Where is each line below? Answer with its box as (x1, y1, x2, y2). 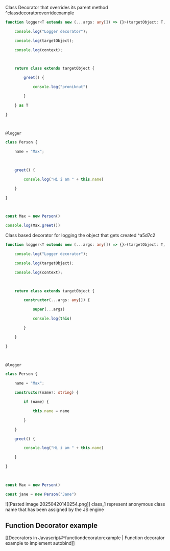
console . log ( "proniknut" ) (32, 84, 88, 90)
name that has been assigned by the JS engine (5, 506, 104, 513)
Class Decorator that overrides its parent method (5, 5, 108, 10)
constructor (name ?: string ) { (14, 390, 79, 395)
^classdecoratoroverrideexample (5, 10, 75, 16)
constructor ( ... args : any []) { (23, 298, 90, 303)
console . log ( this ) (32, 316, 72, 322)
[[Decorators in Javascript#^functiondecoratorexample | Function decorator (5, 535, 165, 541)
